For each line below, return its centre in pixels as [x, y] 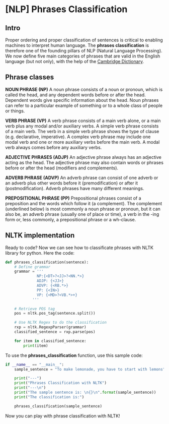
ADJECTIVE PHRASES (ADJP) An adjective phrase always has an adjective [83, 157]
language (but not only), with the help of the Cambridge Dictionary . [75, 61]
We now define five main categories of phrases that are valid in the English [83, 56]
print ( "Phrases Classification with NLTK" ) [61, 383]
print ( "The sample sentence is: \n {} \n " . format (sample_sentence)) [85, 392]
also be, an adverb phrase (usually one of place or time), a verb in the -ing [82, 214]
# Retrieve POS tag [35, 309]
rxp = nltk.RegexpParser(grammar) [50, 327]
